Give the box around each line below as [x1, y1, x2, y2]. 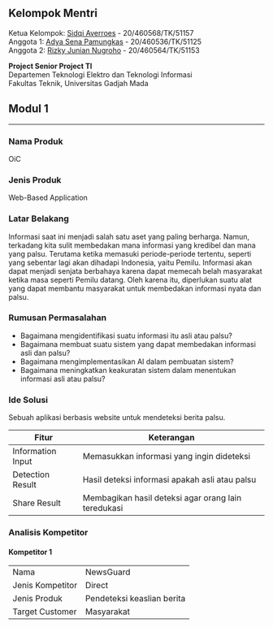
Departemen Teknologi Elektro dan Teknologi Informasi [8, 69, 193, 80]
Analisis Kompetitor [8, 527, 89, 539]
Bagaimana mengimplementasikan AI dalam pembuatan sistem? [19, 357, 234, 366]
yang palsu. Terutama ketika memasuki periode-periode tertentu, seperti [8, 249, 252, 258]
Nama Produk [8, 136, 63, 147]
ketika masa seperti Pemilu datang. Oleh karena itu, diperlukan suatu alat [8, 275, 253, 284]
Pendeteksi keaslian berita [84, 593, 186, 604]
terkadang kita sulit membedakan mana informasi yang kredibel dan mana [8, 240, 256, 250]
